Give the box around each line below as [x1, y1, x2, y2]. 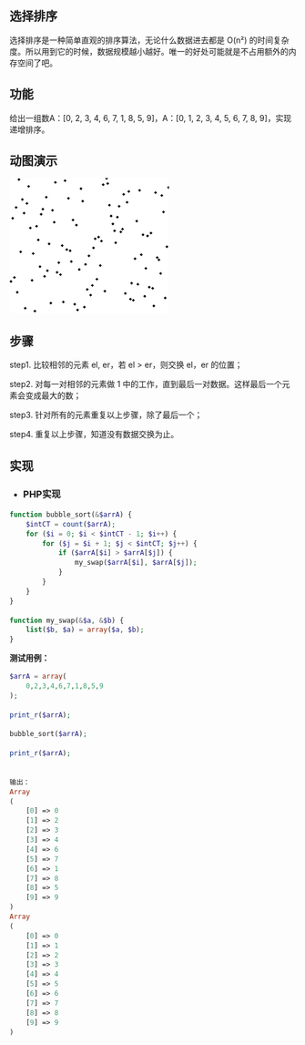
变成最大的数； [25, 390, 82, 401]
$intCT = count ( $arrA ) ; [25, 519, 117, 528]
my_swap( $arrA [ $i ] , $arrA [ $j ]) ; [74, 558, 198, 568]
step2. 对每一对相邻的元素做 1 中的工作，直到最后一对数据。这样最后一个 [9, 379, 282, 390]
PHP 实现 [22, 487, 61, 500]
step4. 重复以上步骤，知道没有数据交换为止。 [9, 429, 179, 440]
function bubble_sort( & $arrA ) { [9, 509, 132, 519]
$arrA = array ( [9, 672, 67, 681]
